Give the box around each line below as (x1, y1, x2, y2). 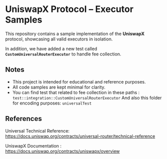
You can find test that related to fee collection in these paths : (12, 89, 140, 95)
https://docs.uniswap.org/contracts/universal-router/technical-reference (5, 133, 155, 139)
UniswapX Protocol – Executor (5, 3, 134, 15)
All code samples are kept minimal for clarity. (12, 84, 106, 90)
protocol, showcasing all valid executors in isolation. (5, 36, 113, 42)
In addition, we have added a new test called (5, 45, 97, 51)
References (5, 114, 42, 123)
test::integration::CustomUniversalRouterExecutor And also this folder (12, 94, 162, 100)
